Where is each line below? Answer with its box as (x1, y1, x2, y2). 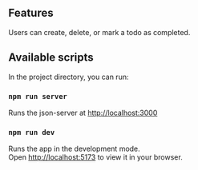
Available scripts (8, 51, 94, 65)
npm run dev (8, 128, 55, 136)
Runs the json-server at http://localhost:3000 (8, 108, 158, 117)
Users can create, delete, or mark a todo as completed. (8, 27, 191, 37)
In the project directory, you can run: (8, 72, 129, 81)
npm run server (8, 92, 68, 101)
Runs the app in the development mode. (8, 144, 140, 154)
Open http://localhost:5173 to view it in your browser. (8, 152, 183, 162)
